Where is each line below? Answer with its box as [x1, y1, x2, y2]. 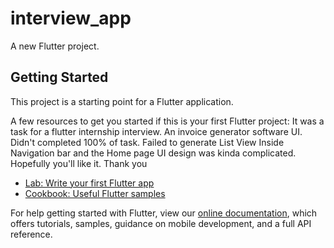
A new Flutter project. [10, 40, 100, 52]
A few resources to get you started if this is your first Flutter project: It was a [10, 115, 325, 127]
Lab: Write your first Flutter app [24, 177, 155, 189]
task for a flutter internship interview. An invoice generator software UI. [10, 125, 303, 137]
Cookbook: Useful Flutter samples [24, 187, 166, 199]
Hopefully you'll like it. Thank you [10, 157, 148, 169]
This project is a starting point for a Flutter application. [10, 95, 234, 107]
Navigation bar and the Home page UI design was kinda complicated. [10, 147, 297, 159]
